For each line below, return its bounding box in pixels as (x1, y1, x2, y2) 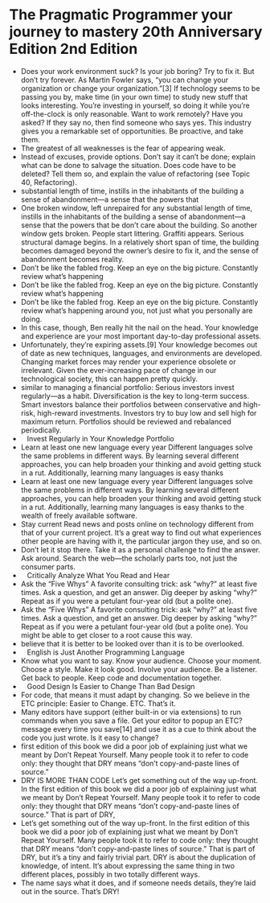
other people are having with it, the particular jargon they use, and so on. (20, 536, 262, 546)
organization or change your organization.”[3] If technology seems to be (20, 83, 260, 93)
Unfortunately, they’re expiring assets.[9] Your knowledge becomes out (20, 339, 258, 349)
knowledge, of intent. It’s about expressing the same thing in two (20, 860, 235, 870)
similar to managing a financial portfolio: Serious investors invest (20, 382, 235, 392)
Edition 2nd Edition (9, 40, 138, 58)
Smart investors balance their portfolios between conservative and (20, 400, 242, 409)
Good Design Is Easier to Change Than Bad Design (27, 681, 195, 691)
